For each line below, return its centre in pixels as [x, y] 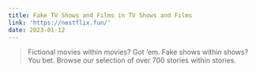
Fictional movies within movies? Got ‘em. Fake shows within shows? [138, 52]
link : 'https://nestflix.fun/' [60, 23]
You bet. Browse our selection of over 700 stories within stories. [132, 60]
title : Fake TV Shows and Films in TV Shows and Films [100, 15]
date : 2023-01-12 [37, 30]
